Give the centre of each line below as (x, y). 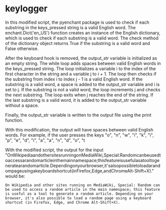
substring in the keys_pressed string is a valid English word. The (70, 27)
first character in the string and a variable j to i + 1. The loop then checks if (81, 74)
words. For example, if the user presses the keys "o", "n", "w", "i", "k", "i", (80, 135)
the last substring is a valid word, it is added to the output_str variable (76, 100)
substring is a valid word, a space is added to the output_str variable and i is (82, 84)
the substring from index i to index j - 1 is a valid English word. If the (74, 79)
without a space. (22, 105)
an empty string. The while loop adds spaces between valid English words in (83, 63)
